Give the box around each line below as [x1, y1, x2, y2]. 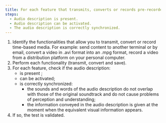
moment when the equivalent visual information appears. [27, 107, 143, 113]
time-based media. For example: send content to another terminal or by [12, 44, 158, 50]
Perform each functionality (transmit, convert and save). [12, 60, 127, 66]
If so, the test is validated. [12, 112, 65, 118]
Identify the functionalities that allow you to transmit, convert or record [12, 39, 156, 45]
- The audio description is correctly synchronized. [9, 26, 121, 31]
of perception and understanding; [27, 96, 96, 102]
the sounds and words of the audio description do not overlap [27, 86, 153, 92]
